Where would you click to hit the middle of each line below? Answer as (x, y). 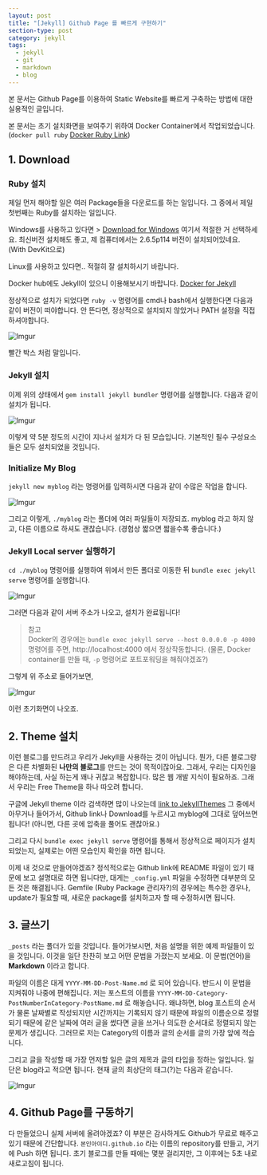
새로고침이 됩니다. (36, 1163)
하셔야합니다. (29, 321)
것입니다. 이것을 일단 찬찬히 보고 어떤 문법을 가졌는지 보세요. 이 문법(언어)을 (133, 956)
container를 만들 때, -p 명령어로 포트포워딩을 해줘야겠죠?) (118, 660)
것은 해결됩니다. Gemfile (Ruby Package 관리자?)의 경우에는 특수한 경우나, (133, 888)
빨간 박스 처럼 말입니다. (45, 353)
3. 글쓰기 (29, 925)
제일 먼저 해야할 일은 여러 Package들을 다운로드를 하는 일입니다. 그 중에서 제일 (131, 203)
